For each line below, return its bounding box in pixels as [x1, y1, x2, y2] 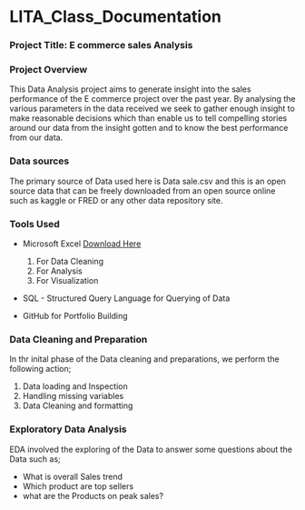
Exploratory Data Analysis [9, 423, 127, 435]
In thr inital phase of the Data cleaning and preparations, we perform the [9, 354, 280, 365]
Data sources [9, 155, 70, 167]
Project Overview [9, 64, 88, 76]
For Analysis [35, 265, 84, 276]
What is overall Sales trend [22, 471, 123, 482]
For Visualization [35, 275, 99, 285]
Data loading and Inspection [22, 381, 129, 392]
